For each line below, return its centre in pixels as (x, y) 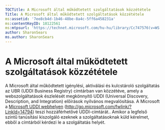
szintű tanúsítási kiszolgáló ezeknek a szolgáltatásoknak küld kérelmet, (77, 117)
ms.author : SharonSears (30, 37)
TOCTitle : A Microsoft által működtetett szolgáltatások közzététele (78, 10)
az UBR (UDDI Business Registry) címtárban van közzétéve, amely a (74, 91)
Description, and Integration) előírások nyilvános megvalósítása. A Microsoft (82, 101)
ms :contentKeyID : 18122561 (33, 23)
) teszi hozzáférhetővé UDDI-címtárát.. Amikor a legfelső (90, 112)
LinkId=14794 (19, 112)
